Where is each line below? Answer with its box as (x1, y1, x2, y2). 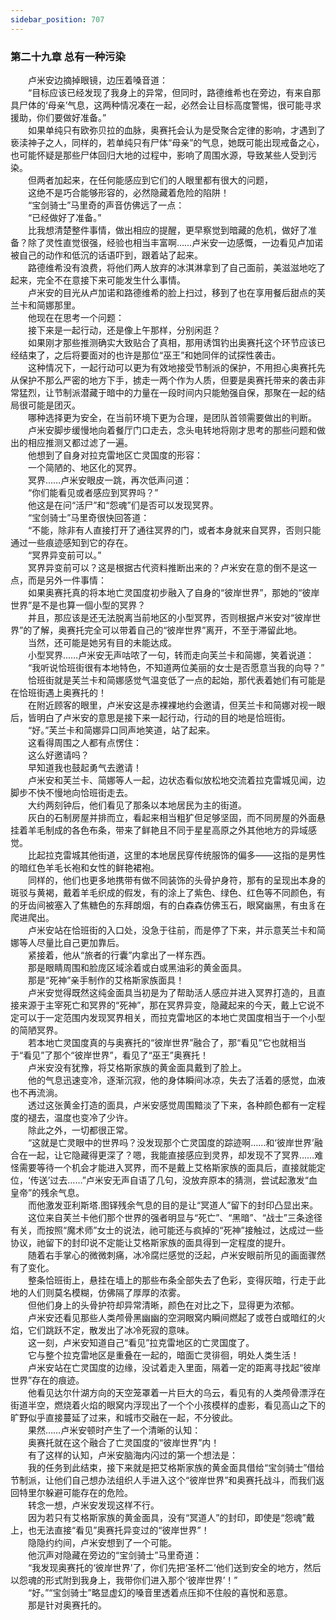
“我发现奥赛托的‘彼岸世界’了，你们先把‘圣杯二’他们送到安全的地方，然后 (27, 1561, 322, 1573)
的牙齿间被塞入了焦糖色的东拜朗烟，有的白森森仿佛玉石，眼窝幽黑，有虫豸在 (10, 899, 326, 911)
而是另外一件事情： (27, 574, 107, 586)
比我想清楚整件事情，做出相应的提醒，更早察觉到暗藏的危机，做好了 (27, 224, 308, 236)
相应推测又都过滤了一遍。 (27, 436, 133, 448)
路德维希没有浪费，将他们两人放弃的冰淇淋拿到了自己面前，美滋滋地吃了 (27, 261, 326, 273)
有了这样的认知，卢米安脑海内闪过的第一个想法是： (27, 1449, 238, 1461)
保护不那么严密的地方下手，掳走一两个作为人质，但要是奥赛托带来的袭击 (18, 374, 317, 386)
